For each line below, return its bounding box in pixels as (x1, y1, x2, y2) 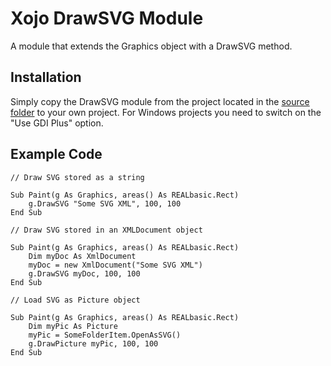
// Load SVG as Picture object (10, 295, 141, 305)
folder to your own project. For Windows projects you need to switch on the (10, 106, 322, 118)
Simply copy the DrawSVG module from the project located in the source (10, 95, 310, 107)
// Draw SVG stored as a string (10, 172, 145, 182)
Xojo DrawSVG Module (10, 7, 204, 30)
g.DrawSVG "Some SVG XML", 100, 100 (28, 198, 182, 209)
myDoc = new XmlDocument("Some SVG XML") (28, 260, 203, 270)
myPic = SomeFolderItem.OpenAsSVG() (28, 330, 182, 340)
